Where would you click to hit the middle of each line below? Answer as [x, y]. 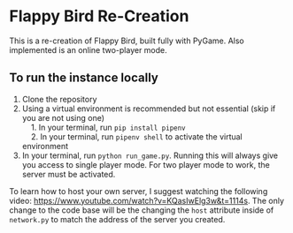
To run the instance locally [84, 78]
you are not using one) [63, 117]
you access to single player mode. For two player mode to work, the [146, 164]
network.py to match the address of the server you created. [117, 219]
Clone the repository [59, 99]
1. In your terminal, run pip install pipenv [108, 127]
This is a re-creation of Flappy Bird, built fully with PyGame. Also [127, 41]
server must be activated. [69, 174]
